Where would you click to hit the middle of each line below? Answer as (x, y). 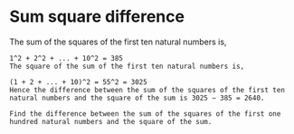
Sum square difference (97, 17)
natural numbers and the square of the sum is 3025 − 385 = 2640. (137, 98)
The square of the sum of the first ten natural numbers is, (127, 66)
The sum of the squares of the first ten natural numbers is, (118, 42)
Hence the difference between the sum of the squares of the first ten (147, 90)
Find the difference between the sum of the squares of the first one (145, 114)
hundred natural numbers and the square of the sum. (111, 121)
